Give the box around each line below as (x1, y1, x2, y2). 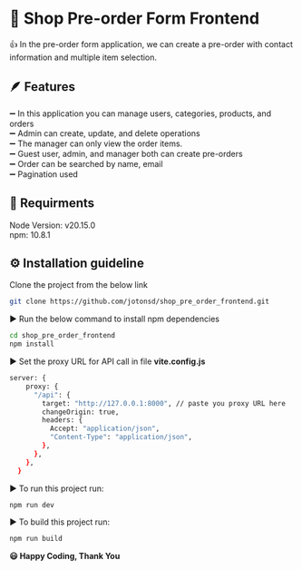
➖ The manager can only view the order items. (9, 138, 183, 149)
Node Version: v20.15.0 (9, 220, 96, 231)
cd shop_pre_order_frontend (9, 331, 116, 340)
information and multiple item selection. (9, 52, 157, 63)
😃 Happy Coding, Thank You (9, 551, 121, 562)
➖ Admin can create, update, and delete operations (9, 127, 201, 139)
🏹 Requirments (9, 195, 95, 211)
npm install (9, 339, 54, 349)
